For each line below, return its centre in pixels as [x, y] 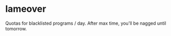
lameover [26, 9]
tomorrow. [16, 28]
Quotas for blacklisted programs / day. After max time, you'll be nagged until [86, 23]
